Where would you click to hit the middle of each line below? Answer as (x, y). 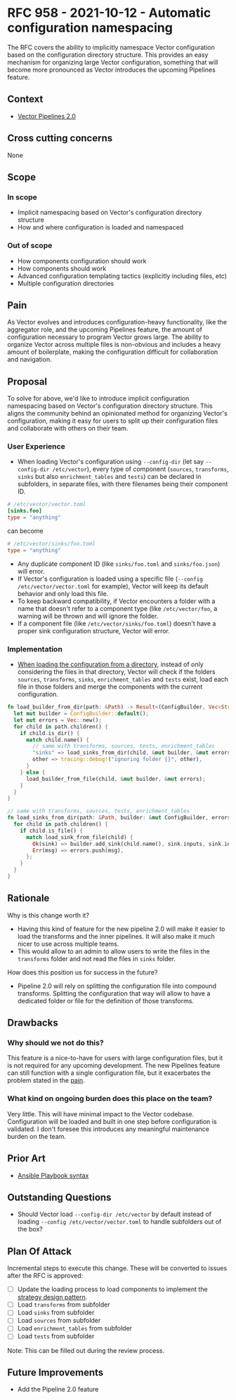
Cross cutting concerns (60, 138)
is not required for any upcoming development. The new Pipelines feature (114, 1066)
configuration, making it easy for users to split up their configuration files (113, 421)
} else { (33, 772)
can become (25, 531)
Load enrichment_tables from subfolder (74, 1328)
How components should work (62, 268)
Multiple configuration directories (66, 283)
